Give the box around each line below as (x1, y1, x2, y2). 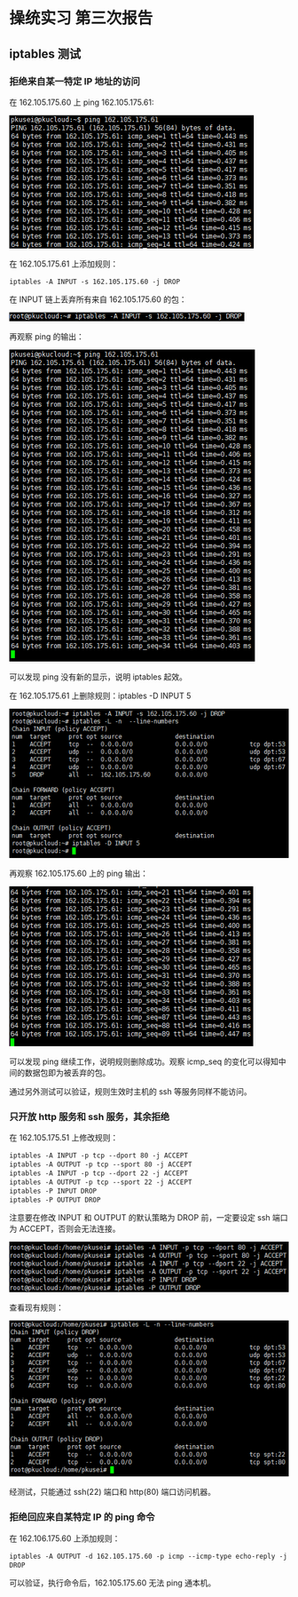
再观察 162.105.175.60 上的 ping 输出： (9, 868, 149, 878)
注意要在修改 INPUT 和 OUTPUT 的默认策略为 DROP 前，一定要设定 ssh (9, 1212, 271, 1223)
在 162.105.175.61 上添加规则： (9, 258, 119, 269)
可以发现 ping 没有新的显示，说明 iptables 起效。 (9, 671, 188, 682)
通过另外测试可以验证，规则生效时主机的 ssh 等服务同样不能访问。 (9, 1085, 252, 1097)
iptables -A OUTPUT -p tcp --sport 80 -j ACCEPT (9, 1160, 192, 1169)
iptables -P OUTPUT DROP (9, 1196, 101, 1204)
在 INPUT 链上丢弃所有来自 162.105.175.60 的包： (9, 294, 188, 305)
